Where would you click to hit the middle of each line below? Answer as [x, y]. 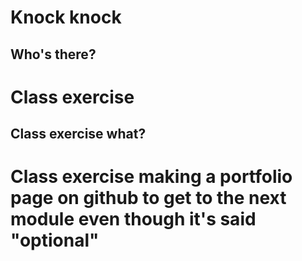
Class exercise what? [78, 134]
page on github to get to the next [148, 198]
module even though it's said [133, 219]
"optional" [55, 240]
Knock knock [66, 17]
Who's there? [53, 54]
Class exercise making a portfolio [151, 177]
